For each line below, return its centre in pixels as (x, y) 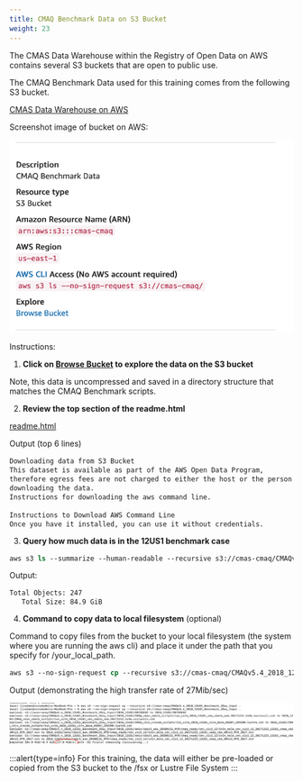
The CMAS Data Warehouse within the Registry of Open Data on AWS (139, 55)
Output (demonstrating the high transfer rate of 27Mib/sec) (119, 690)
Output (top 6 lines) (46, 443)
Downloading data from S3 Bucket (72, 461)
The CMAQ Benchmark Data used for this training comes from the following (150, 82)
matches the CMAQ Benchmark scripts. (83, 391)
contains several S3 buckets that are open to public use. (114, 65)
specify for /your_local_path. (62, 655)
